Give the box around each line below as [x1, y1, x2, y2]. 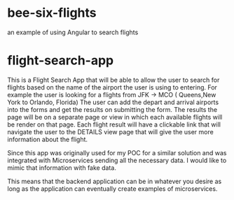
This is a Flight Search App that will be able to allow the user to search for [7, 76, 220, 84]
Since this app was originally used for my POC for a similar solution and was [7, 148, 227, 157]
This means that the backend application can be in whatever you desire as [7, 177, 222, 185]
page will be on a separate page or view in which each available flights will [7, 113, 223, 121]
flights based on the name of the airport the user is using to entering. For [7, 83, 217, 92]
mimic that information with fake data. [7, 163, 117, 172]
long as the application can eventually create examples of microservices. [7, 184, 218, 193]
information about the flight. [7, 135, 88, 143]
